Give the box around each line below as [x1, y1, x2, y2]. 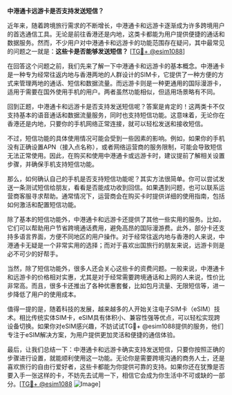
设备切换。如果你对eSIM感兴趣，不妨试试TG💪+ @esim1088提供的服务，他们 [7, 322, 224, 330]
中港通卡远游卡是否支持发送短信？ [7, 7, 104, 14]
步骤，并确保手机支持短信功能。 [7, 160, 98, 168]
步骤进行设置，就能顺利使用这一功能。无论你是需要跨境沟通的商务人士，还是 [7, 354, 225, 362]
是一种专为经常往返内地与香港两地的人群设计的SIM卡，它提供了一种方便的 [7, 70, 218, 79]
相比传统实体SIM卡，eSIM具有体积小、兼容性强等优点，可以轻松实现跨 [19, 314, 220, 321]
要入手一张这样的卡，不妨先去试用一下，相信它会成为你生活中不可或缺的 [7, 372, 213, 379]
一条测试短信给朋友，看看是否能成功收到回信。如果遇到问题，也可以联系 [12, 183, 219, 192]
